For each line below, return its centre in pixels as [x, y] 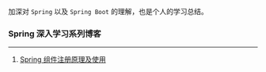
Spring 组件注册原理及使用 [63, 59]
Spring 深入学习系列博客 [55, 34]
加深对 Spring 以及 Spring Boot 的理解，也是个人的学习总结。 [108, 11]
